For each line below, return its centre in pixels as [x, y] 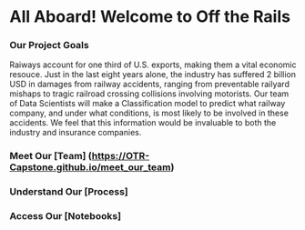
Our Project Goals [49, 45]
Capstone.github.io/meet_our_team [90, 167]
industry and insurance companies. [76, 133]
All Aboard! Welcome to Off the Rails [150, 17]
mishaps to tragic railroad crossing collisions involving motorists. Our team [149, 94]
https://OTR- [121, 156]
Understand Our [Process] [69, 192]
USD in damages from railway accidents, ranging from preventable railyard [149, 85]
